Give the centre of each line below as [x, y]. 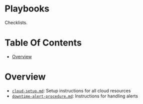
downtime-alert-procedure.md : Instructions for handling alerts [75, 96]
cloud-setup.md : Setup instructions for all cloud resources [71, 90]
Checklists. [16, 22]
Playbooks [27, 9]
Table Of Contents [43, 43]
